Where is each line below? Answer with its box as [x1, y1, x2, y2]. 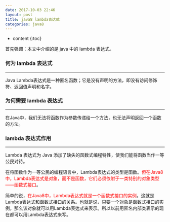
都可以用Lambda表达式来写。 [9, 211, 71, 218]
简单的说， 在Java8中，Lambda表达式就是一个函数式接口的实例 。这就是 [5, 193, 155, 199]
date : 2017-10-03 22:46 [5, 7, 56, 13]
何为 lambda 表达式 [5, 60, 53, 67]
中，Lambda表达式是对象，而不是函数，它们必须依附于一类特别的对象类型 [5, 175, 160, 181]
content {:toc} [12, 35, 42, 42]
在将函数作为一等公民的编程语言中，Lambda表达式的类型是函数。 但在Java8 [5, 169, 163, 175]
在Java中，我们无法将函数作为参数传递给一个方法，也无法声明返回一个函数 [5, 115, 162, 121]
